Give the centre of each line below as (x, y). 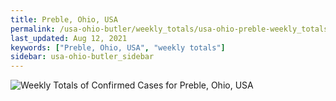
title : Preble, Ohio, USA (64, 19)
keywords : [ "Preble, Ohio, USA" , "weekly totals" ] (118, 47)
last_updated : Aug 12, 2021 (69, 38)
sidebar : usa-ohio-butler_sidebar (82, 57)
